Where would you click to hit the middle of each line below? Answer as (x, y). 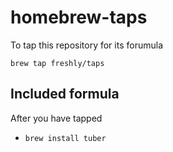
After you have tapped (56, 118)
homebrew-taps (79, 17)
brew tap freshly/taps (57, 63)
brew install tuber (65, 138)
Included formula (65, 94)
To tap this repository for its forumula (86, 45)
